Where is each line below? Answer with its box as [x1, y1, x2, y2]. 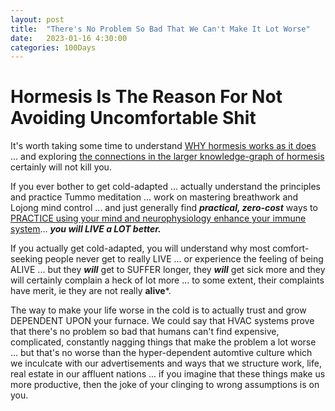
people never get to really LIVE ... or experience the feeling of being [44, 253, 324, 265]
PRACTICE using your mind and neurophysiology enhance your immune [10, 212, 307, 225]
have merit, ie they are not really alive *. [10, 285, 172, 297]
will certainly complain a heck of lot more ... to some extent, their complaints [10, 274, 325, 286]
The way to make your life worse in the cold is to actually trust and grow [10, 304, 307, 316]
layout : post [10, 14, 65, 25]
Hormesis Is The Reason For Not [10, 86, 283, 108]
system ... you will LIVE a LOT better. [10, 223, 162, 235]
